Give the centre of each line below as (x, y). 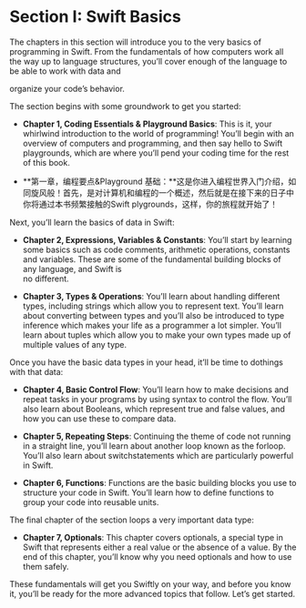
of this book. (46, 162)
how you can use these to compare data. (99, 418)
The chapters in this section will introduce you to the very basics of (136, 42)
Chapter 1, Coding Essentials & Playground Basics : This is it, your (147, 124)
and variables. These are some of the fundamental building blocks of (152, 259)
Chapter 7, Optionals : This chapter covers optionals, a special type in (153, 537)
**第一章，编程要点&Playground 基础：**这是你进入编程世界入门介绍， (155, 181)
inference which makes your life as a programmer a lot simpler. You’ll (152, 325)
